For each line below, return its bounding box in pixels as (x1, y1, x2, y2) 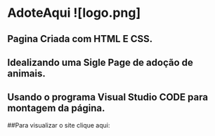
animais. (7, 67, 46, 79)
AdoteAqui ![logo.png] (7, 5, 141, 21)
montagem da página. (7, 102, 105, 114)
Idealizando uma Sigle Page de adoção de (7, 56, 193, 68)
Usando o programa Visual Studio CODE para (7, 91, 209, 103)
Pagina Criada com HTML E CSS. (7, 33, 153, 45)
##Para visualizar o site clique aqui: (7, 121, 110, 129)
